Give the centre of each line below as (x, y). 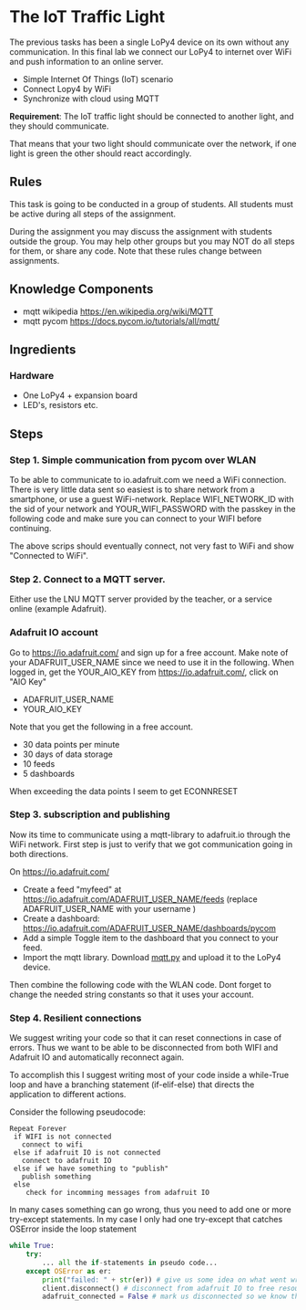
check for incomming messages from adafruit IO (117, 1193)
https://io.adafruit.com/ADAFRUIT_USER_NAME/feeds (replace (140, 899)
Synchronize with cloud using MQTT (91, 99)
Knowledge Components (82, 289)
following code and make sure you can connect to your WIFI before (136, 519)
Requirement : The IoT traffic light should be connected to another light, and (152, 116)
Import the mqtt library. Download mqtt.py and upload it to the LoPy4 (152, 957)
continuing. (31, 528)
